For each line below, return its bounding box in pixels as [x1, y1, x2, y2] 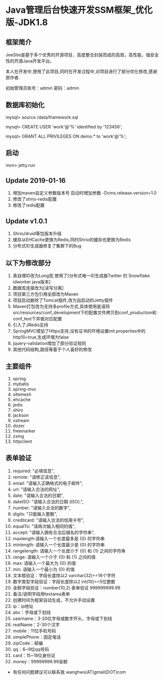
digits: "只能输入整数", [12, 511, 58, 517]
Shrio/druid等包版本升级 [12, 231, 62, 237]
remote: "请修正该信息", [12, 474, 61, 480]
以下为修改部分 [5, 259, 51, 267]
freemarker [12, 428, 36, 433]
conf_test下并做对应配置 [12, 316, 62, 322]
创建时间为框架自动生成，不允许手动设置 [12, 597, 95, 603]
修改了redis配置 [12, 202, 45, 208]
